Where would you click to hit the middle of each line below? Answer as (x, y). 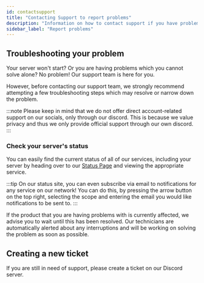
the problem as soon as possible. (48, 234)
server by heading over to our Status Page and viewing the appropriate (95, 166)
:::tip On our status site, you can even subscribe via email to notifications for (101, 184)
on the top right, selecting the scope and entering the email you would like (99, 197)
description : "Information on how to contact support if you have (92, 23)
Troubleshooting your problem (65, 53)
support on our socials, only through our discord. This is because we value (100, 118)
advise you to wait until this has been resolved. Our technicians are (90, 222)
